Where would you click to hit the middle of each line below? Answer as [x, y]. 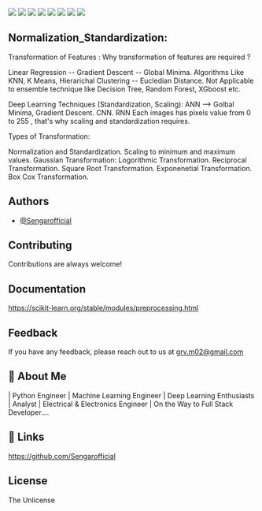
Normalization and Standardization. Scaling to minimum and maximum [122, 151]
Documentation [47, 289]
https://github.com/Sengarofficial [62, 456]
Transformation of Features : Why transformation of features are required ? [129, 57]
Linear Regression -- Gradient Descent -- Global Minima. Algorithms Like [126, 72]
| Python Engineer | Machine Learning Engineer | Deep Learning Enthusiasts [131, 395]
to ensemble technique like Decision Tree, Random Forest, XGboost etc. [125, 89]
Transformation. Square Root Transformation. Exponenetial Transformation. [130, 168]
